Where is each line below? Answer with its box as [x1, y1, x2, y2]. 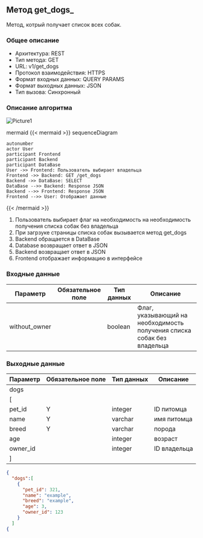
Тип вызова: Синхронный [14, 88, 81, 96]
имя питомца [153, 415, 193, 423]
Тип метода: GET [14, 56, 59, 64]
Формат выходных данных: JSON [14, 82, 101, 90]
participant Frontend [6, 151, 61, 158]
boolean [107, 322, 131, 331]
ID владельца [153, 445, 193, 453]
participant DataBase [6, 162, 61, 168]
